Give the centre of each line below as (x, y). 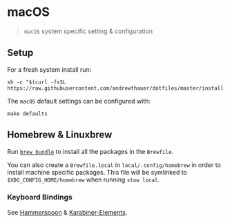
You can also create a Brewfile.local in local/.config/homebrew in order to (114, 165)
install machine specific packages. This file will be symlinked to (97, 172)
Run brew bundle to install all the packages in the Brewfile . (90, 151)
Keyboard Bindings (40, 197)
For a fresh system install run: (49, 69)
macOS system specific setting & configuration (88, 31)
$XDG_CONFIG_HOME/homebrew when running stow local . (84, 180)
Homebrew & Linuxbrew (60, 135)
